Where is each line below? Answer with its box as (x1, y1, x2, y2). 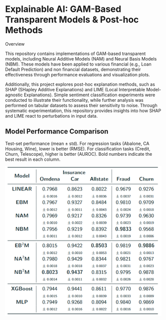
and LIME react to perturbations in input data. (5, 113, 98, 119)
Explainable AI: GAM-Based (5, 3, 121, 15)
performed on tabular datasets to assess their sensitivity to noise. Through (5, 102, 158, 108)
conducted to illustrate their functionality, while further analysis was (5, 97, 144, 103)
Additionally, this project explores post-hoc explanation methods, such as (5, 81, 155, 87)
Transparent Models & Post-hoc (5, 14, 139, 25)
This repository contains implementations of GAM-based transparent (5, 51, 146, 57)
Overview (5, 41, 25, 47)
